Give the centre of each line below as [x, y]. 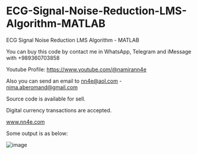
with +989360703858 [33, 58]
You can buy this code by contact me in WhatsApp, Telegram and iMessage [99, 51]
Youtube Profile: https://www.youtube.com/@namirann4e [76, 69]
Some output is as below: [37, 133]
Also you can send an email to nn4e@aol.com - [64, 81]
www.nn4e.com [26, 122]
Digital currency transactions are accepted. [59, 110]
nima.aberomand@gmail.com [42, 87]
